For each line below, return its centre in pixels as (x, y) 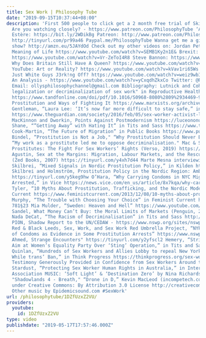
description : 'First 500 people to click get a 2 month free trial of (98, 23)
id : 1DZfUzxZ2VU (38, 314)
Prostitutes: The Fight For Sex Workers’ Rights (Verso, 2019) (94, 148)
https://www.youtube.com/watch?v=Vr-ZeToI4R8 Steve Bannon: (90, 58)
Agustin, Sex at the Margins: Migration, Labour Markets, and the (98, 154)
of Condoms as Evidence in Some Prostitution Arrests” (83, 234)
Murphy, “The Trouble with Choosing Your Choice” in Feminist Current (104, 200)
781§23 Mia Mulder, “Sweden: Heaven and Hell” (72, 206)
